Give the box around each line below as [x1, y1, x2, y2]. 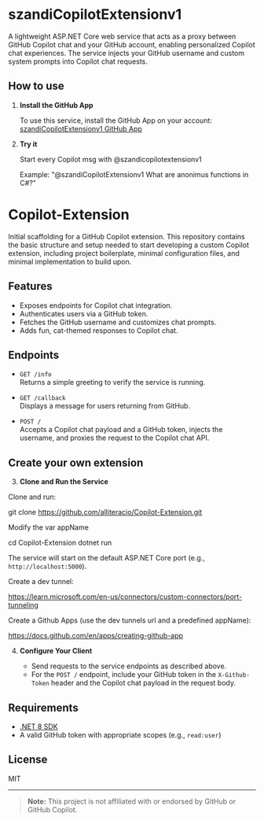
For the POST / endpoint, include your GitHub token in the [31, 670, 217, 679]
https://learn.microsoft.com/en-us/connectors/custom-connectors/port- [8, 592, 243, 601]
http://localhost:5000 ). [8, 561, 87, 571]
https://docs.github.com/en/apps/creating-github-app [8, 631, 183, 641]
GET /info [19, 371, 53, 379]
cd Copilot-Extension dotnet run [8, 538, 112, 548]
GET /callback [19, 394, 66, 402]
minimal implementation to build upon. [8, 257, 132, 266]
